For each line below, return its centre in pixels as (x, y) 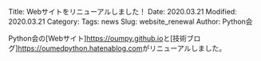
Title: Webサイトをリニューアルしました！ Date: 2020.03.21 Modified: (123, 11)
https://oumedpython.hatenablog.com (80, 48)
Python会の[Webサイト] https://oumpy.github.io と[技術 (98, 38)
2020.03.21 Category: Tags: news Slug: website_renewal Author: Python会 (130, 21)
